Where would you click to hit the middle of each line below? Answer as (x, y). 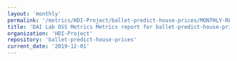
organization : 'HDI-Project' (50, 33)
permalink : (23, 20)
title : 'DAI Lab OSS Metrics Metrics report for (80, 27)
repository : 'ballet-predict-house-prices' (72, 40)
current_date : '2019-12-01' (49, 46)
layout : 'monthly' (34, 14)
